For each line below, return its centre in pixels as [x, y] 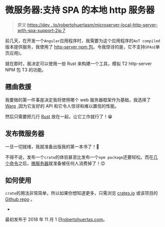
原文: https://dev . [35, 25]
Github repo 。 [20, 199]
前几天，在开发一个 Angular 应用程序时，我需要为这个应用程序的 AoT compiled [83, 41]
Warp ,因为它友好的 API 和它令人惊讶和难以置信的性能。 [62, 106]
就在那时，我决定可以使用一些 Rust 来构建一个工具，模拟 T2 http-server [79, 63]
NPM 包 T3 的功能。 [26, 69]
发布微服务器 [25, 134]
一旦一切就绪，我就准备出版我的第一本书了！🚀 [52, 146]
